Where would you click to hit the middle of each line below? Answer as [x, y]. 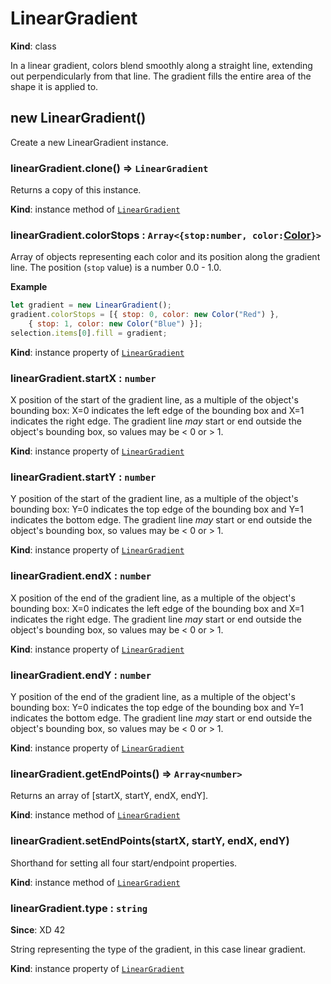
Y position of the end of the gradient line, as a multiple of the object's [153, 697]
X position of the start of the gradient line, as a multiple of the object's [154, 400]
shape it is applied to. [54, 86]
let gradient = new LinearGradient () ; [91, 305]
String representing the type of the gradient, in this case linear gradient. [158, 949]
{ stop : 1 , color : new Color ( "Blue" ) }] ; [115, 324]
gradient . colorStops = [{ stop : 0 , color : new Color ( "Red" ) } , [145, 315]
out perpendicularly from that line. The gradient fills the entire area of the [161, 76]
